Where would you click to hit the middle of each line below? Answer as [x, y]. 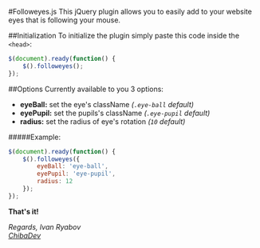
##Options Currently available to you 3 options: [86, 89]
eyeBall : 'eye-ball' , [73, 166]
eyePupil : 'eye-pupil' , [76, 174]
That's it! [24, 211]
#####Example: [35, 137]
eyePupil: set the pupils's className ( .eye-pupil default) [115, 113]
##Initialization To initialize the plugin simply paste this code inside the [124, 36]
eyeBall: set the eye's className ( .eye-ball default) [106, 104]
